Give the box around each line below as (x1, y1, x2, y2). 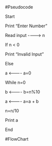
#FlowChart (5, 136, 29, 142)
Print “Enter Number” (5, 23, 48, 29)
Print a (5, 117, 18, 123)
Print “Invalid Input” (5, 51, 44, 57)
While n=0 (5, 80, 26, 85)
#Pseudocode (5, 4, 33, 10)
